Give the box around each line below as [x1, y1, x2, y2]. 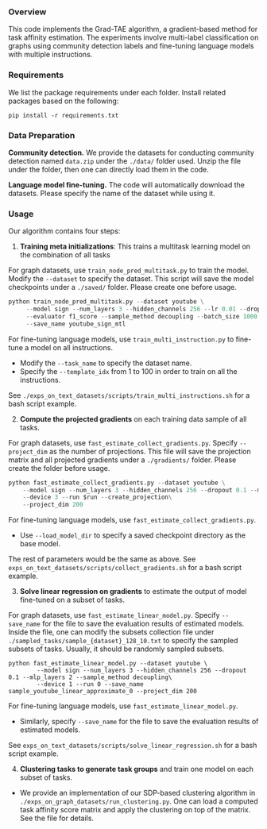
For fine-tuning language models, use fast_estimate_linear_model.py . [8, 701, 238, 711]
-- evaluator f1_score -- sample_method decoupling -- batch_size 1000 [25, 312, 258, 320]
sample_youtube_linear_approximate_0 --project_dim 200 [8, 688, 197, 696]
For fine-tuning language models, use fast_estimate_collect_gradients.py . [8, 515, 257, 525]
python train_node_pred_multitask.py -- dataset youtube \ [8, 298, 204, 306]
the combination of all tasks [19, 250, 111, 260]
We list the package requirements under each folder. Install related [8, 87, 226, 97]
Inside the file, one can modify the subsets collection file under [8, 627, 215, 637]
